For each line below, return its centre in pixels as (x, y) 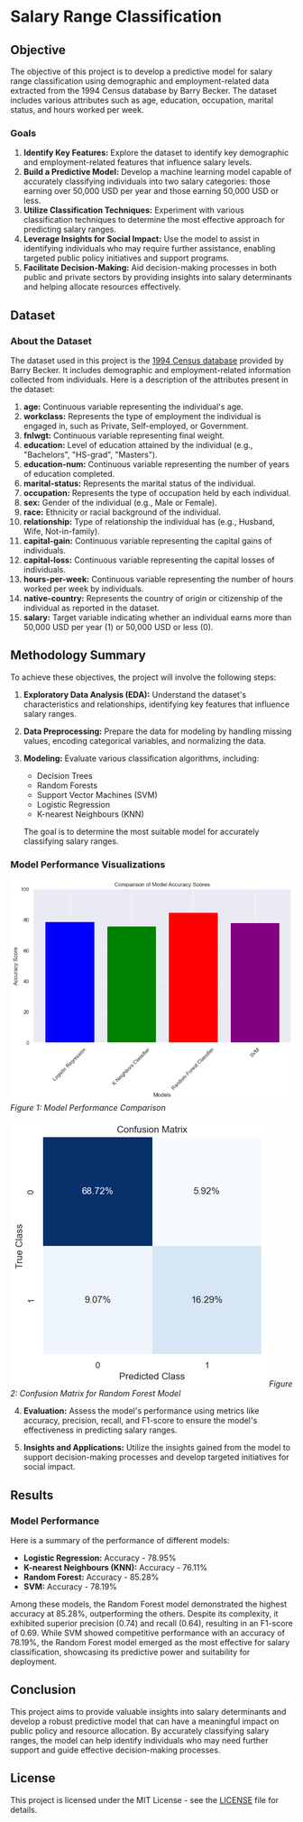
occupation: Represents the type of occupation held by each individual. (157, 492)
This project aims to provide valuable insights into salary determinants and (148, 1711)
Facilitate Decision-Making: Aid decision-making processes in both (150, 268)
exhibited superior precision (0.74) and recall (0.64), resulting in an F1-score (152, 1623)
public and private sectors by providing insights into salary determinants (157, 278)
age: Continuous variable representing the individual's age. (133, 407)
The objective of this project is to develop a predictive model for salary (142, 71)
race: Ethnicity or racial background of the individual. (122, 512)
